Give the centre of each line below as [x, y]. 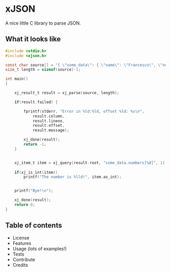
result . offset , [49, 126]
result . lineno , [49, 121]
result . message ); [51, 130]
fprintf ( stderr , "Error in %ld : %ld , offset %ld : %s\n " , [84, 111]
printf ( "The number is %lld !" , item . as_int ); [73, 177]
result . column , [49, 116]
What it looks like [33, 39]
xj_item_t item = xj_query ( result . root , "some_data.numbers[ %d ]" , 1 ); [91, 163]
